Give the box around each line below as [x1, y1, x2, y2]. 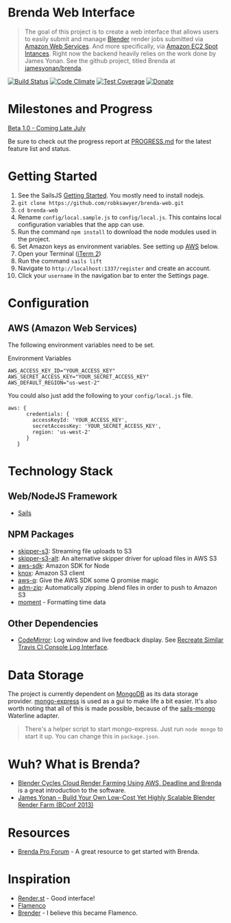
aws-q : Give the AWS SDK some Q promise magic [17, 576, 160, 584]
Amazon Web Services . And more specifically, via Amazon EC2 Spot [24, 42, 218, 50]
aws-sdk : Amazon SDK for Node [17, 561, 110, 570]
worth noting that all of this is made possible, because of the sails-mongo [8, 704, 215, 712]
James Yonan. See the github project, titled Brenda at [24, 56, 175, 64]
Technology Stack [8, 464, 114, 479]
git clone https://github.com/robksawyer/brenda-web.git [17, 200, 184, 206]
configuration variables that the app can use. [17, 220, 145, 228]
